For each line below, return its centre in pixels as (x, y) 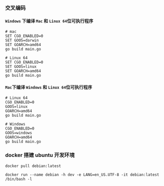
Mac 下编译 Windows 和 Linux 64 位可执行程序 (49, 87)
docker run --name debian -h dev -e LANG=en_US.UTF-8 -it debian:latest (82, 174)
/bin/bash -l (19, 179)
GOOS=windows (19, 133)
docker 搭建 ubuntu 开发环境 (40, 155)
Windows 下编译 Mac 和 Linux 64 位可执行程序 (49, 20)
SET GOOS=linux (21, 67)
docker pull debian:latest (33, 166)
